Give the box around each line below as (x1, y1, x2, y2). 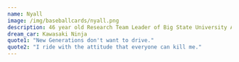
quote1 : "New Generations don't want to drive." (7, 37, 154, 44)
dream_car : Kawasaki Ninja (7, 30, 87, 38)
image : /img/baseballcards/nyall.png (7, 17, 119, 24)
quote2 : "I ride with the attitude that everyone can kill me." (7, 43, 202, 51)
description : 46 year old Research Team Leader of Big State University (7, 24, 228, 31)
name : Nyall (7, 10, 43, 18)
